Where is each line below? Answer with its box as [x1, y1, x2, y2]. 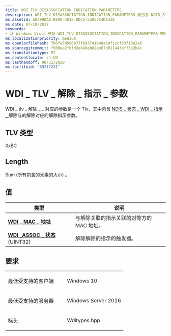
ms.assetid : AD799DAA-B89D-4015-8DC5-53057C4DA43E [5, 17, 115, 22]
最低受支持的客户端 [8, 278, 54, 285]
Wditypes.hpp [67, 317, 100, 324]
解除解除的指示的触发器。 [75, 234, 137, 242]
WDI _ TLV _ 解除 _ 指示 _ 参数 [5, 88, 128, 100]
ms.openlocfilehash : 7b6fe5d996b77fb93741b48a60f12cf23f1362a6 [5, 41, 142, 46]
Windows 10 [67, 277, 98, 284]
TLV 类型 [5, 129, 33, 137]
